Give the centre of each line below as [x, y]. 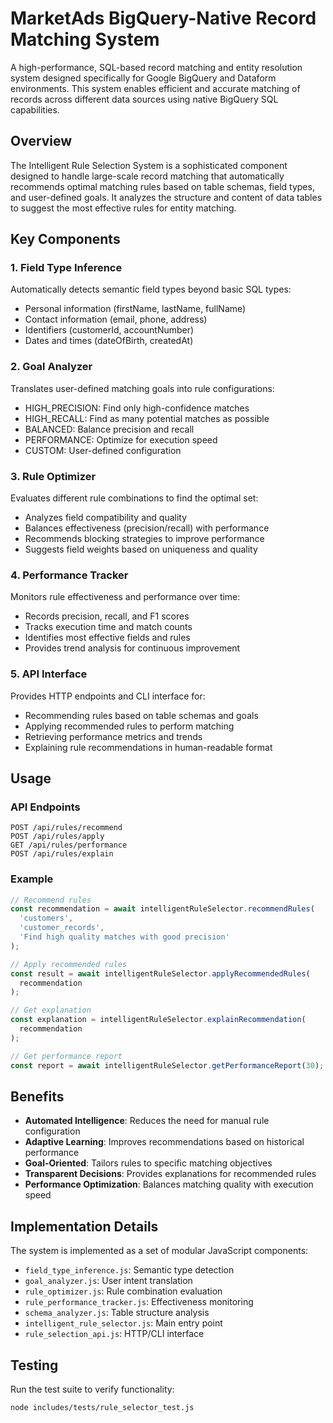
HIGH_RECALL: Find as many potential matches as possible [147, 418]
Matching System [85, 39]
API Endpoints [45, 807]
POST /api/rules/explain [62, 854]
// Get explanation [51, 1010]
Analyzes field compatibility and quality [106, 518]
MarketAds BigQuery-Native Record [163, 18]
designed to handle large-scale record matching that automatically [147, 176]
